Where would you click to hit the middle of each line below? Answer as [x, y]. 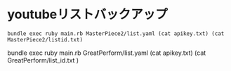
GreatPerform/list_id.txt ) [43, 60]
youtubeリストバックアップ [87, 14]
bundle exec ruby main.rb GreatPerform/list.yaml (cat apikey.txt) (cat [107, 53]
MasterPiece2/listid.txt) [45, 39]
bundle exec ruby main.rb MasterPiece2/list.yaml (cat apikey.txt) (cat [116, 33]
